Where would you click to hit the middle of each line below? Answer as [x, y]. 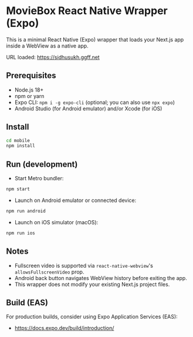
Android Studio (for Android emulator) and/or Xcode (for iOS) [88, 108]
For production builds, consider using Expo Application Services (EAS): [92, 317]
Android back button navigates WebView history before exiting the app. [101, 278]
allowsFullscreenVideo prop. [49, 272]
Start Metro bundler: [39, 178]
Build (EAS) [27, 303]
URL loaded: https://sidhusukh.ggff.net [53, 57]
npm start [18, 189]
